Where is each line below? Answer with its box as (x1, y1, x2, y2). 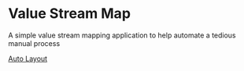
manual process (8, 38, 61, 48)
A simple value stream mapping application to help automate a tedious (8, 30, 236, 40)
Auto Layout (8, 54, 48, 63)
